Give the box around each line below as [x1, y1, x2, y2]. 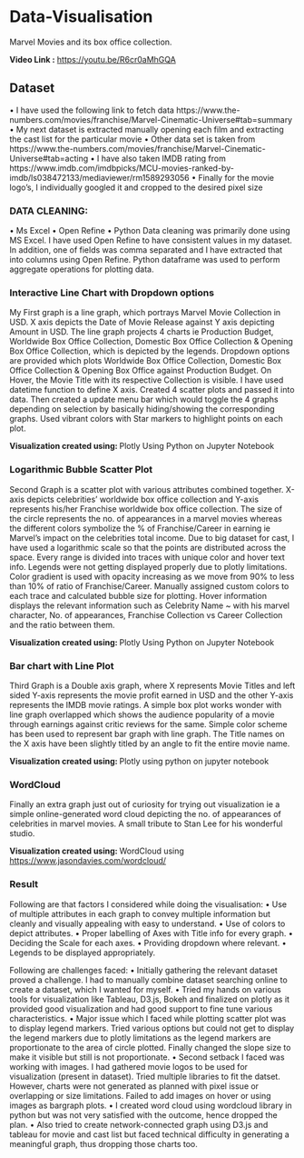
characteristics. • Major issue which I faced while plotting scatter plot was [9, 1013, 287, 1023]
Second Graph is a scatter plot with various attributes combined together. [9, 484, 284, 494]
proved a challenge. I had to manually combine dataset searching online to [9, 974, 288, 985]
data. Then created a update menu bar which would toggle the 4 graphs [9, 394, 279, 405]
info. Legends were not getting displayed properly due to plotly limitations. [9, 561, 288, 572]
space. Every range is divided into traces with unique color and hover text [9, 552, 286, 563]
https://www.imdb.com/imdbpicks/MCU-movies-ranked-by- [9, 162, 234, 174]
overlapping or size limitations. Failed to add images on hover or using [9, 1090, 271, 1101]
